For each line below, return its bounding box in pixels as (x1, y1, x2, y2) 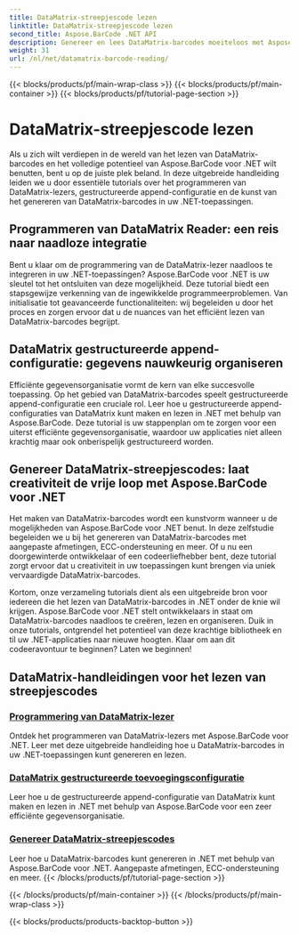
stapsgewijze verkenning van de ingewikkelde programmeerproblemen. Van (9, 287, 288, 298)
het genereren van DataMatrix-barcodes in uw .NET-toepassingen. (9, 196, 254, 206)
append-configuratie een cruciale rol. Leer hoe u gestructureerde (9, 398, 249, 409)
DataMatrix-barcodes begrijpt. (9, 316, 120, 326)
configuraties (9, 407, 58, 418)
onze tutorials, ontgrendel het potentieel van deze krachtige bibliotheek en (9, 625, 282, 636)
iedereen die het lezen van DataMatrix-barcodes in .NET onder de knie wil (9, 597, 280, 608)
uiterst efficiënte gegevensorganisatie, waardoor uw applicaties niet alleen (9, 426, 283, 437)
